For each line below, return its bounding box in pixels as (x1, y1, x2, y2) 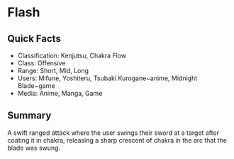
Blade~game (17, 82, 55, 89)
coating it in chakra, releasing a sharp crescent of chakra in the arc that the (7, 136, 227, 144)
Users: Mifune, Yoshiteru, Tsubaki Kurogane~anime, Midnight (17, 74, 197, 82)
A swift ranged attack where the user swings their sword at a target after (7, 128, 220, 137)
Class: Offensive (17, 59, 66, 67)
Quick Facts (7, 33, 62, 45)
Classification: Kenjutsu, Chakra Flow (17, 51, 127, 60)
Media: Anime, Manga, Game (17, 89, 103, 97)
